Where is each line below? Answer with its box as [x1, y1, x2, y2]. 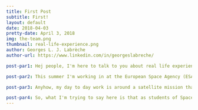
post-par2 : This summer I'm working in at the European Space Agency [6, 74, 181, 79]
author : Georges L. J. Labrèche [6, 47, 85, 53]
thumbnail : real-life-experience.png [6, 42, 99, 48]
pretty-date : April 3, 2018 [6, 31, 75, 36]
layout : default [6, 19, 46, 25]
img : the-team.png [6, 36, 51, 42]
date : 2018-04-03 [6, 25, 49, 31]
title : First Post [6, 8, 51, 15]
